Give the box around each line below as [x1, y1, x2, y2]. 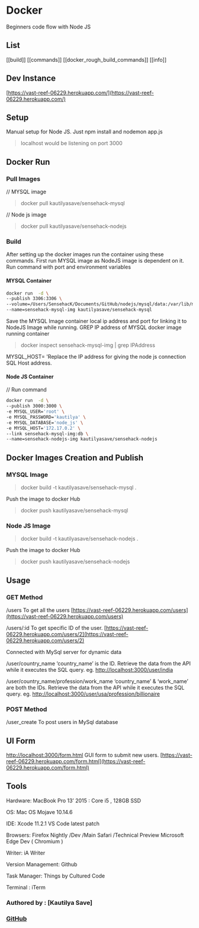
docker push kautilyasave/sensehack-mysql [20, 506, 129, 514]
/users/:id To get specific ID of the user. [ [6, 624, 107, 632]
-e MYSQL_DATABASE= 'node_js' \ [6, 419, 84, 426]
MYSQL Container [6, 277, 52, 284]
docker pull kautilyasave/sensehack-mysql [20, 200, 126, 207]
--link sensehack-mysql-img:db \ [6, 430, 89, 436]
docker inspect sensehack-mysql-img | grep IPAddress [20, 342, 156, 349]
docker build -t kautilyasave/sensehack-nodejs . [20, 535, 139, 543]
